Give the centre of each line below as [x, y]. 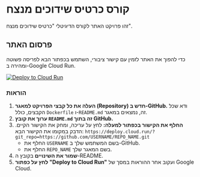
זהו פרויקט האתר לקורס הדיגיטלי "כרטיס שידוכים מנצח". [69, 26]
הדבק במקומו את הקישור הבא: [49, 131]
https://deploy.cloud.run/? [120, 132]
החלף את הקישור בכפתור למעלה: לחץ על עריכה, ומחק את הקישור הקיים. [99, 125]
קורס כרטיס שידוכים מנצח [68, 9]
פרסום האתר [29, 45]
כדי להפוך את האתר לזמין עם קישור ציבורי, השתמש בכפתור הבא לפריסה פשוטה [96, 59]
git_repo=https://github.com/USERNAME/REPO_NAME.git [82, 137]
